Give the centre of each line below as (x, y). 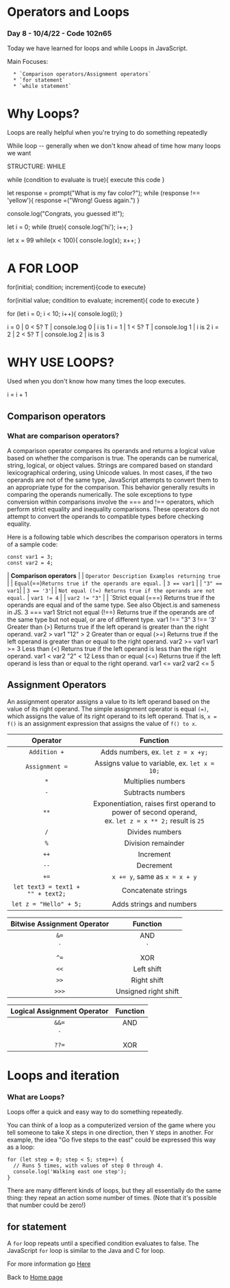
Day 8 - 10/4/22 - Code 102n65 (60, 34)
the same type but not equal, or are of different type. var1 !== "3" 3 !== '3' (112, 619)
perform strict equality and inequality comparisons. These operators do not (113, 509)
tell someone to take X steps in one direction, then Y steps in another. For (111, 1133)
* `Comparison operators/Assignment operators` (82, 74)
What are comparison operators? (63, 436)
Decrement (154, 865)
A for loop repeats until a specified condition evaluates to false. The (103, 1243)
